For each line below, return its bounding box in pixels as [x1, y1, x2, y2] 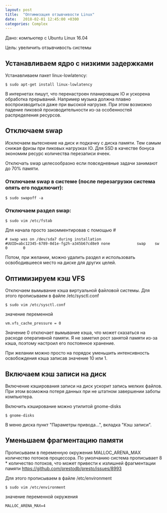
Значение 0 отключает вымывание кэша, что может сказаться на [5, 329, 146, 335]
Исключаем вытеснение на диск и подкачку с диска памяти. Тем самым [5, 139, 161, 145]
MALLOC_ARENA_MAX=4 [5, 503, 46, 508]
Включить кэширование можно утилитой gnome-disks [5, 403, 121, 409]
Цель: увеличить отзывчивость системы [5, 44, 92, 50]
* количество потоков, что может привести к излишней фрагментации [5, 460, 156, 466]
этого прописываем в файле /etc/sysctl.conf [5, 293, 99, 299]
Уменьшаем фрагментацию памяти [5, 436, 124, 445]
